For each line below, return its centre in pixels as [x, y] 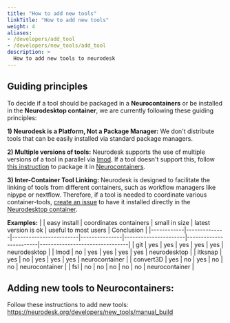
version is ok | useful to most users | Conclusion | [77, 230]
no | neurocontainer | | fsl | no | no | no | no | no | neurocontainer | [101, 266]
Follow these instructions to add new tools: [68, 305]
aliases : [20, 33]
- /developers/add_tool [41, 39]
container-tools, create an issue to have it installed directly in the [99, 202]
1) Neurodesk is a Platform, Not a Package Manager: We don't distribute [111, 131]
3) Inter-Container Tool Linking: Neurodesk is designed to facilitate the [109, 179]
